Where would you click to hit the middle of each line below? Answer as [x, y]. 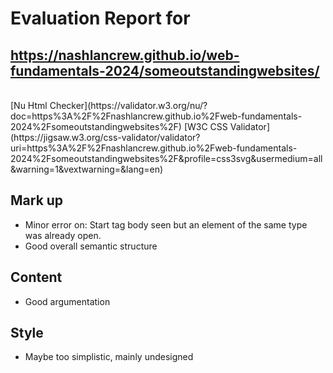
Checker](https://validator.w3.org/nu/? [128, 105]
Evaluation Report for [100, 18]
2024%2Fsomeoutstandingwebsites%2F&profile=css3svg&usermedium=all [166, 158]
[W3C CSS [205, 126]
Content [36, 277]
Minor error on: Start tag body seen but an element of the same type [166, 224]
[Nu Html [29, 105]
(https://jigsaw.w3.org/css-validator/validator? [105, 137]
